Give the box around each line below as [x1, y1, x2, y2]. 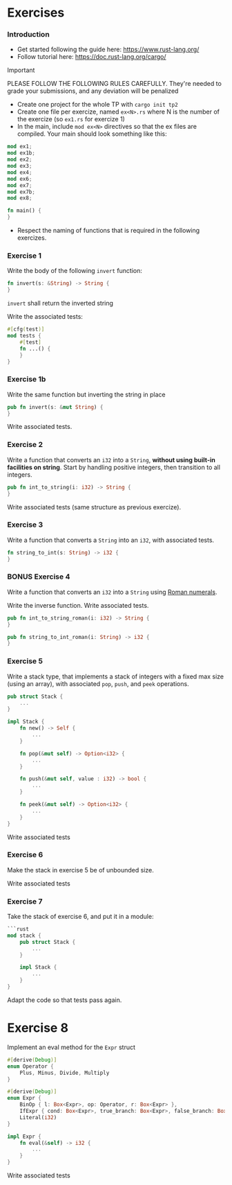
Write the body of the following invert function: [7, 267, 143, 275]
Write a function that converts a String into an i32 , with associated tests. [7, 536, 215, 544]
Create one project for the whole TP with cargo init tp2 [17, 100, 178, 109]
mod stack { [7, 932, 41, 939]
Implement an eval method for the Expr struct [7, 1043, 136, 1051]
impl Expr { [7, 1133, 41, 1140]
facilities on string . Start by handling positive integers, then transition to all [7, 463, 221, 471]
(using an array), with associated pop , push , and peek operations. [7, 679, 189, 687]
